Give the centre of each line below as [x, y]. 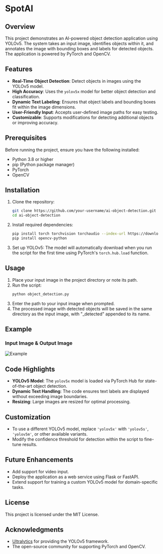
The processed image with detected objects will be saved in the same [82, 309]
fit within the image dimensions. [44, 107]
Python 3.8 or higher [33, 159]
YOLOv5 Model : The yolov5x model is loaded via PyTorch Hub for [78, 381]
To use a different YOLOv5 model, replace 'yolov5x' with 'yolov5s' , [80, 429]
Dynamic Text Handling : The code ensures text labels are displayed [81, 391]
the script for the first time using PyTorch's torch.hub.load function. [80, 253]
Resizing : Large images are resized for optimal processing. [71, 402]
